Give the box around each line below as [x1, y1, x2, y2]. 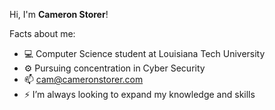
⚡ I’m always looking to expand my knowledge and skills [23, 89, 256, 100]
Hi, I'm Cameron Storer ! [9, 9, 109, 20]
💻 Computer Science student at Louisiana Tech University [23, 48, 266, 59]
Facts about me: [9, 28, 76, 39]
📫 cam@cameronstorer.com [23, 74, 144, 85]
